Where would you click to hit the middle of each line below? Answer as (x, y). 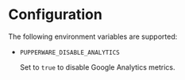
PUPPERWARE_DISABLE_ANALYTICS (70, 52)
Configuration (56, 15)
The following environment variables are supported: (93, 36)
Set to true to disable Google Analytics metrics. (98, 67)
